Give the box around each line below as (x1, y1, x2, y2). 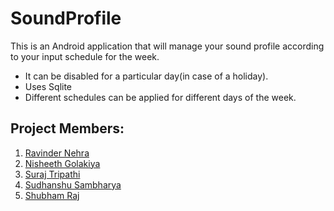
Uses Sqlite (24, 80, 73, 92)
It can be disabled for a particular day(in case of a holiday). (24, 70, 269, 82)
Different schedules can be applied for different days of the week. (24, 91, 297, 103)
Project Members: (10, 120, 125, 137)
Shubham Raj (24, 189, 80, 201)
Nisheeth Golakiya (24, 157, 101, 169)
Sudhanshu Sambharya (24, 178, 122, 191)
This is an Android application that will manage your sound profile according (10, 40, 325, 52)
